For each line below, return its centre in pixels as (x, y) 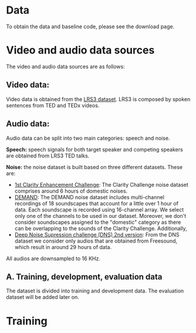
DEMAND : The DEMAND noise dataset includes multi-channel (89, 197)
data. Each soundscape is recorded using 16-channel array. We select (99, 210)
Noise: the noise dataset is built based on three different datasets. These (94, 167)
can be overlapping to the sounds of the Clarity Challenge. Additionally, (101, 228)
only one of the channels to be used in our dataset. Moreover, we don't (100, 216)
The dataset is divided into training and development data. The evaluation (95, 291)
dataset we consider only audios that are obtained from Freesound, (96, 241)
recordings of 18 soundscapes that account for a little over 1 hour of (97, 203)
